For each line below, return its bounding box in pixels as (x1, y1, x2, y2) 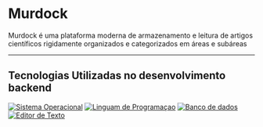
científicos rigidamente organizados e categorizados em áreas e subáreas (8, 38, 248, 48)
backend (8, 82, 52, 95)
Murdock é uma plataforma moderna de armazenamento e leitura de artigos (8, 31, 253, 40)
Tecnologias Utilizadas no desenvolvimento (8, 69, 226, 82)
